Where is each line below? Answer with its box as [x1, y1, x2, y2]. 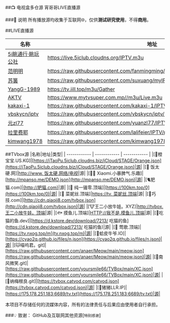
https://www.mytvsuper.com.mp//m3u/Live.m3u [47, 94, 163, 101]
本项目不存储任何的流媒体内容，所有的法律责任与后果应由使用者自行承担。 [5, 302, 160, 307]
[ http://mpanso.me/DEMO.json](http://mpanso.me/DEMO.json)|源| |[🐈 [5, 177, 151, 182]
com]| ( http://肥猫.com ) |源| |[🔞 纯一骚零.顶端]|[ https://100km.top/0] [11, 184, 150, 190]
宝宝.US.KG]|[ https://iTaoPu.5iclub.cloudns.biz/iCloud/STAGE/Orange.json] [5, 157, 162, 164]
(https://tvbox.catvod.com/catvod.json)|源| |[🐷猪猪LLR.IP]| [5, 285, 127, 290]
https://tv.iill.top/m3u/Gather [47, 86, 115, 93]
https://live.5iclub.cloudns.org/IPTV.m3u [47, 54, 144, 61]
